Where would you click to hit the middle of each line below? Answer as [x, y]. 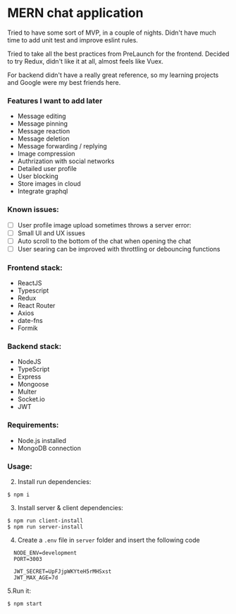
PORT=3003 [28, 559]
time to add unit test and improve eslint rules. [73, 40]
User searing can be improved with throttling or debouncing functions [119, 249]
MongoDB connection [49, 448]
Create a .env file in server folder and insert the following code [108, 540]
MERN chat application [75, 13]
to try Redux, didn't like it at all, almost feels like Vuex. [86, 61]
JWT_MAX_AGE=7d [36, 577]
